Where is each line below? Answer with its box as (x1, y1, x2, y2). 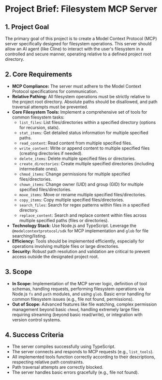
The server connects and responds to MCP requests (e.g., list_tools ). (12, 349, 154, 355)
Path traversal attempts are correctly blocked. (12, 364, 103, 370)
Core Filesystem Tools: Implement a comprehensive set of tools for (12, 109, 147, 115)
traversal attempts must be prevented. (12, 104, 88, 110)
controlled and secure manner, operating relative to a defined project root (5, 51, 151, 57)
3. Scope (5, 268, 32, 276)
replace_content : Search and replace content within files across (19, 212, 147, 218)
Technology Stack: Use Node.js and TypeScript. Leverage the (12, 223, 137, 228)
